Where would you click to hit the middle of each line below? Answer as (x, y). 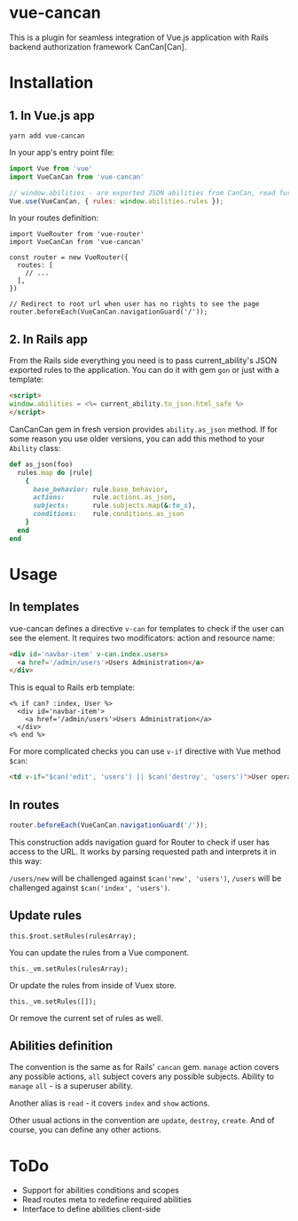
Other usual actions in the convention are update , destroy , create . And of (142, 1121)
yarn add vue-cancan (47, 136)
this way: (26, 860)
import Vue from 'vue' (51, 168)
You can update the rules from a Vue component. (99, 952)
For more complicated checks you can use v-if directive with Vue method (145, 751)
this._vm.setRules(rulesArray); (69, 969)
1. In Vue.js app (52, 115)
